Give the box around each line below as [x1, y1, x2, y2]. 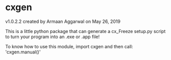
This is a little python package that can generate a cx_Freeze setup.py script [5, 28, 166, 34]
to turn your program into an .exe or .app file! [5, 34, 100, 40]
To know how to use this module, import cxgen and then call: [5, 43, 134, 49]
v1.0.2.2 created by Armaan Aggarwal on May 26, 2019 [5, 18, 121, 24]
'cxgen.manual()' [5, 49, 41, 55]
